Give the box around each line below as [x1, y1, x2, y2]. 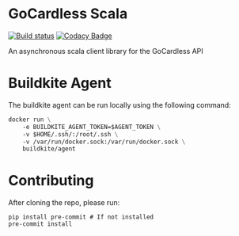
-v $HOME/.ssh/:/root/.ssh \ [22, 130, 119, 139]
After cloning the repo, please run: [8, 198, 120, 207]
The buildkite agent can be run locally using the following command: [8, 100, 231, 109]
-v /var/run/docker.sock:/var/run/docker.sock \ [22, 138, 186, 146]
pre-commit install [8, 220, 73, 228]
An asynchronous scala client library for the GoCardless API [8, 46, 203, 55]
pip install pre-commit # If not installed [8, 213, 154, 222]
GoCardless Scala [8, 5, 128, 23]
